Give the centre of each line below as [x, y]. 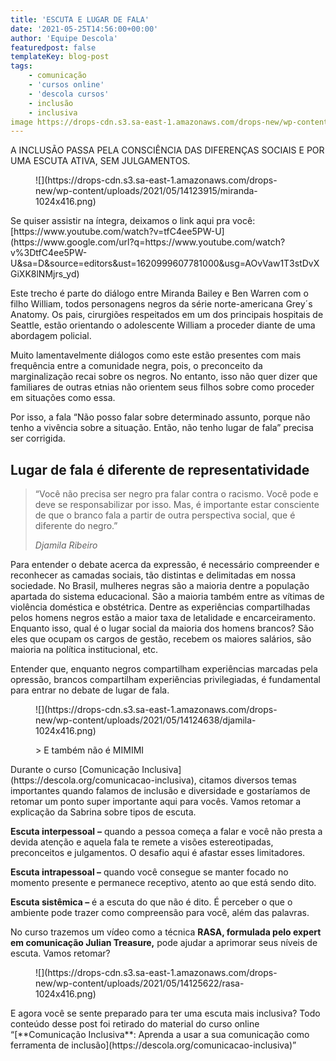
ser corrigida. [38, 438]
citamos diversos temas [247, 780]
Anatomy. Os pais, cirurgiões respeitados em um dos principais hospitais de [167, 315]
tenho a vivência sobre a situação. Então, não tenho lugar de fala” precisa [162, 428]
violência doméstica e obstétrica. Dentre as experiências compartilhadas [160, 607]
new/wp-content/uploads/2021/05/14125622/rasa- [140, 983]
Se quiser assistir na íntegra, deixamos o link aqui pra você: [133, 221]
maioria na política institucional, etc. [84, 650]
